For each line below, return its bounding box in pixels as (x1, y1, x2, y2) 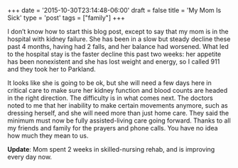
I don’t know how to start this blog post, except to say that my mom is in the (7, 28, 229, 35)
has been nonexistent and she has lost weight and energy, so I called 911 (7, 57, 220, 66)
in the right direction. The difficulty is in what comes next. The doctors (7, 94, 213, 102)
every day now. (7, 152, 52, 161)
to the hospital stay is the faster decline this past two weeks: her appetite (7, 50, 222, 58)
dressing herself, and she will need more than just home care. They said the (7, 109, 229, 117)
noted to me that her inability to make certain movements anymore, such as (7, 101, 229, 109)
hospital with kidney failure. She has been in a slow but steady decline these (7, 35, 231, 43)
